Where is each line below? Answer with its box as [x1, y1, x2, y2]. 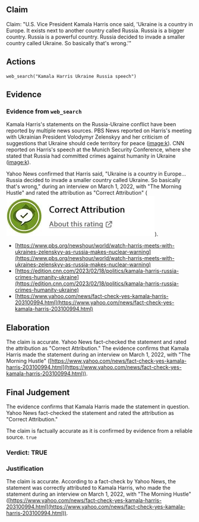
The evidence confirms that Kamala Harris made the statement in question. [6, 403, 190, 410]
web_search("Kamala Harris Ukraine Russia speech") [6, 73, 137, 79]
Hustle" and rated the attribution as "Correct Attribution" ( [6, 189, 147, 196]
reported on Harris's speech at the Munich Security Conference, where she [6, 146, 191, 154]
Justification [6, 464, 44, 473]
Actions [6, 57, 36, 67]
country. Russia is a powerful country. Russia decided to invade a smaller [6, 33, 185, 40]
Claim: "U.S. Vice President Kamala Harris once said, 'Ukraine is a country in [6, 20, 193, 27]
